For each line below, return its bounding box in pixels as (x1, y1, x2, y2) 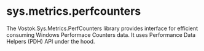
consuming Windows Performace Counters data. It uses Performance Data (6, 31, 196, 38)
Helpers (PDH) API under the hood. (6, 37, 95, 45)
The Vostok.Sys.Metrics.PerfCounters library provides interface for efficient (6, 25, 198, 32)
